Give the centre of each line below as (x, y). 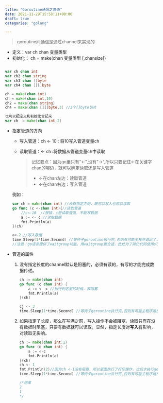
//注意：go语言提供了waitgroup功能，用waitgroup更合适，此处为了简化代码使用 (83, 244)
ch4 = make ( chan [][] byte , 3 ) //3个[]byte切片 (51, 107)
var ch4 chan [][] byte (28, 85)
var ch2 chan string (26, 76)
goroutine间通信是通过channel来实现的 (56, 42)
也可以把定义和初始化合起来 (29, 116)
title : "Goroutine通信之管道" (34, 9)
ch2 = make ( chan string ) (30, 103)
